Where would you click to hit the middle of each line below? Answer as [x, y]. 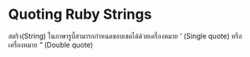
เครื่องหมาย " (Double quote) [50, 45]
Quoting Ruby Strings [80, 14]
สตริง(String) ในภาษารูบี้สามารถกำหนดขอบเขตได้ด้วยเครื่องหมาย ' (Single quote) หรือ [125, 36]
